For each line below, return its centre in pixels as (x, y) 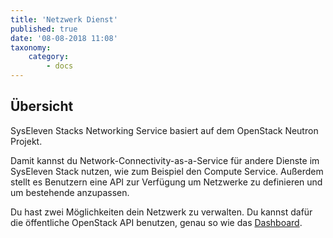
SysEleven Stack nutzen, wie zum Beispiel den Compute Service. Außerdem (167, 171)
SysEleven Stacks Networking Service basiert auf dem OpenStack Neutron (164, 130)
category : (49, 57)
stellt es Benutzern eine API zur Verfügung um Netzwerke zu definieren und (166, 182)
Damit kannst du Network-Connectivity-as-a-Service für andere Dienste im (165, 160)
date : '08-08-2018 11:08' (64, 38)
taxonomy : (31, 47)
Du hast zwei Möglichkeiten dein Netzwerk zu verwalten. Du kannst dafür (161, 212)
